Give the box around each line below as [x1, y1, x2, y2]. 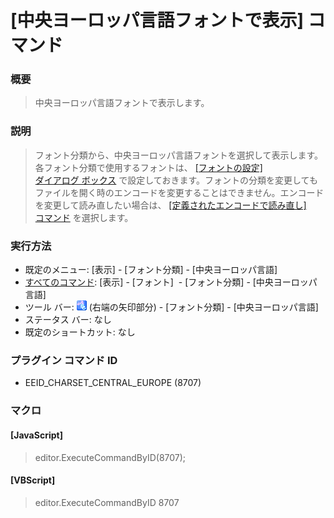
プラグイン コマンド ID [10, 354, 118, 367]
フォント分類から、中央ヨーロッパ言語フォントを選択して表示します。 [34, 149, 323, 161]
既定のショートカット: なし [24, 326, 136, 338]
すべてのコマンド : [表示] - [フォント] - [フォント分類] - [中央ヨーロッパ [24, 276, 318, 288]
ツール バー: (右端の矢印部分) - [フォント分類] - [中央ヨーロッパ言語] [24, 301, 319, 313]
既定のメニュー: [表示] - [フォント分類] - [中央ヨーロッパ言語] [24, 264, 278, 276]
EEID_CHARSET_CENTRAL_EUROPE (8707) [24, 377, 202, 389]
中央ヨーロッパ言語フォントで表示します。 [34, 97, 210, 109]
